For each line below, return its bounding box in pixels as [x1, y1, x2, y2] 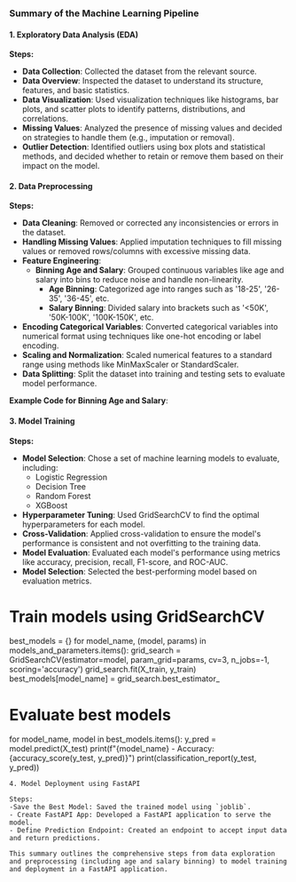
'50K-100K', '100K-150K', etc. [48, 312, 154, 322]
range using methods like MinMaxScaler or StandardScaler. [21, 359, 239, 370]
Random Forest [35, 490, 91, 501]
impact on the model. [21, 161, 100, 171]
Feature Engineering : [21, 256, 102, 266]
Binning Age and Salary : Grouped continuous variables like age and [35, 265, 284, 275]
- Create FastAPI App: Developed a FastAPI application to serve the [9, 811, 272, 820]
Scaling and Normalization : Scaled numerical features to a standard [21, 350, 273, 361]
